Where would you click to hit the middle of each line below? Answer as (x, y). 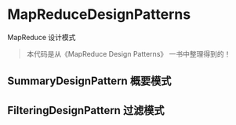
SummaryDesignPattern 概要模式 (89, 81)
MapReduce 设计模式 (42, 37)
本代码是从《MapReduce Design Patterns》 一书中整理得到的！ (129, 53)
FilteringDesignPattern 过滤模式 (86, 110)
